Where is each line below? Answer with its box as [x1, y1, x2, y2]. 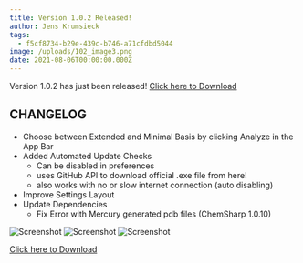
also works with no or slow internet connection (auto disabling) [36, 179, 274, 190]
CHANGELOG [9, 106, 87, 123]
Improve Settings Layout [22, 188, 115, 200]
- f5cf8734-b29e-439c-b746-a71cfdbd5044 [17, 38, 173, 48]
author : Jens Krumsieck [9, 22, 100, 31]
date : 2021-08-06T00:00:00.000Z [9, 56, 132, 65]
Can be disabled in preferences [36, 160, 155, 171]
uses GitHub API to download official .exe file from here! [36, 169, 248, 180]
